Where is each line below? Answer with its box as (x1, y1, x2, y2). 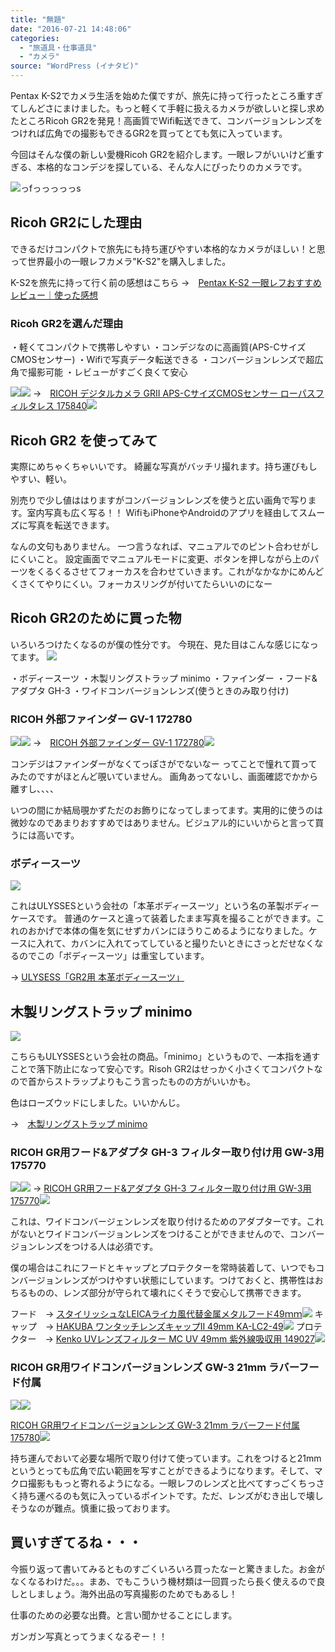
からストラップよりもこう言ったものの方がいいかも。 (36, 1076, 256, 1088)
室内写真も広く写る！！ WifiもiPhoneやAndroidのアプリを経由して (26, 506, 300, 518)
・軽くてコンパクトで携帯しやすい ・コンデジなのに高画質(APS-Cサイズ (10, 341, 307, 353)
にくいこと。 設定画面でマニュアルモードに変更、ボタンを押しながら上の (10, 552, 311, 565)
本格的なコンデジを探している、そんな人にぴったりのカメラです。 (36, 161, 308, 173)
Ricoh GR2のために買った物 (10, 610, 182, 627)
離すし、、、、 (10, 783, 59, 795)
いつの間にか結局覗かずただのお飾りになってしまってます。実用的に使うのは (10, 804, 323, 816)
